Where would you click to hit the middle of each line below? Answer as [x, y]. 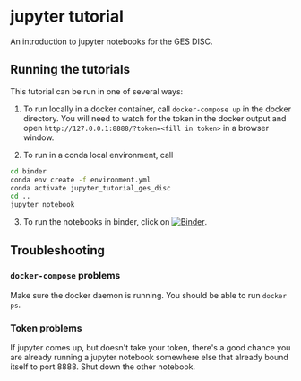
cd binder [29, 171]
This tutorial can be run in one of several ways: [97, 91]
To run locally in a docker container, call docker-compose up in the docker [157, 109]
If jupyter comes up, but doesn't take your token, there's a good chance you [150, 348]
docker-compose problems [65, 276]
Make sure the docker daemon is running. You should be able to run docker [149, 295]
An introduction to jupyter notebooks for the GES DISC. [112, 41]
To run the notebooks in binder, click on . [115, 222]
